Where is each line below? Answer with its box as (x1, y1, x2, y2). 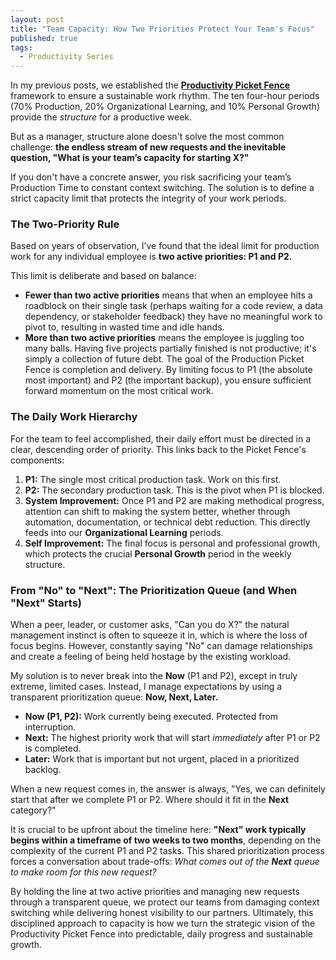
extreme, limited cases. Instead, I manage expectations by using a (10, 681, 283, 693)
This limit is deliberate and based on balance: (10, 270, 197, 282)
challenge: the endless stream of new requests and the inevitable (10, 141, 287, 153)
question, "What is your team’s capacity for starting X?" (10, 152, 250, 164)
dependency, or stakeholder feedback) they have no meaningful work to (24, 311, 323, 323)
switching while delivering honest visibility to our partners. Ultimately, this (10, 907, 314, 919)
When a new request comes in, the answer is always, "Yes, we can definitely (10, 783, 326, 795)
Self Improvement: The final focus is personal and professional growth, (24, 537, 321, 549)
